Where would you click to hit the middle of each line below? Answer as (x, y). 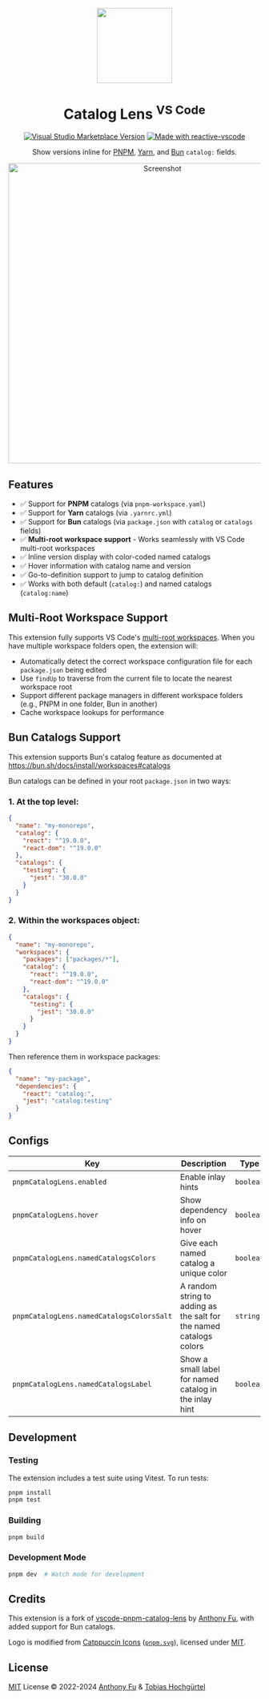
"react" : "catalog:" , (58, 1094)
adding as (199, 1306)
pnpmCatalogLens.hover (55, 1215)
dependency (204, 1210)
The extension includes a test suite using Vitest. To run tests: (109, 1478)
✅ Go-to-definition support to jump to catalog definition (112, 575)
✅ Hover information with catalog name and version (105, 566)
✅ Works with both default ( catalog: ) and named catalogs (116, 584)
